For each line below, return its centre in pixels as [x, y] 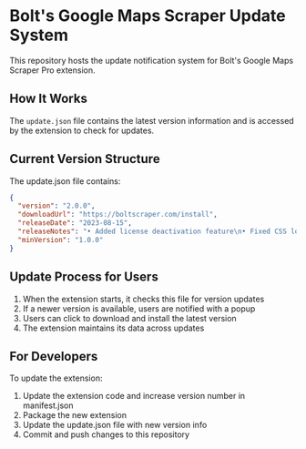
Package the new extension [75, 415]
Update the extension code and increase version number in [134, 396]
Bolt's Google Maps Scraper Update [148, 16]
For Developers [54, 356]
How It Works [49, 99]
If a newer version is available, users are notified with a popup [139, 308]
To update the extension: [56, 378]
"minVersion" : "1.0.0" [61, 240]
